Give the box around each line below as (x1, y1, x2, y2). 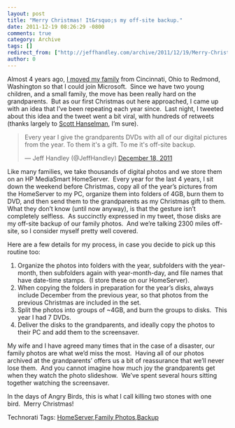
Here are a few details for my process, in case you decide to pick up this (7, 240, 215, 249)
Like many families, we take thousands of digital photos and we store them (7, 167, 222, 175)
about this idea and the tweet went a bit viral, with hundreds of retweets (7, 112, 215, 120)
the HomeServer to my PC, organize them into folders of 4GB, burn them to (7, 189, 225, 198)
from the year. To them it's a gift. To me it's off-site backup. (24, 140, 196, 149)
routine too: (7, 247, 41, 256)
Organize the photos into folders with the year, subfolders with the (17, 261, 208, 270)
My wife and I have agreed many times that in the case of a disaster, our (7, 341, 215, 350)
